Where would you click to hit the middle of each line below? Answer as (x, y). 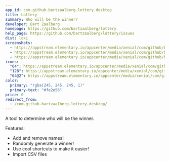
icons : (12, 62)
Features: (15, 128)
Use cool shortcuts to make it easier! (51, 149)
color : (12, 80)
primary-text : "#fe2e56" (36, 90)
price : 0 (14, 95)
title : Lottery (21, 15)
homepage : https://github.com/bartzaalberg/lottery (61, 29)
